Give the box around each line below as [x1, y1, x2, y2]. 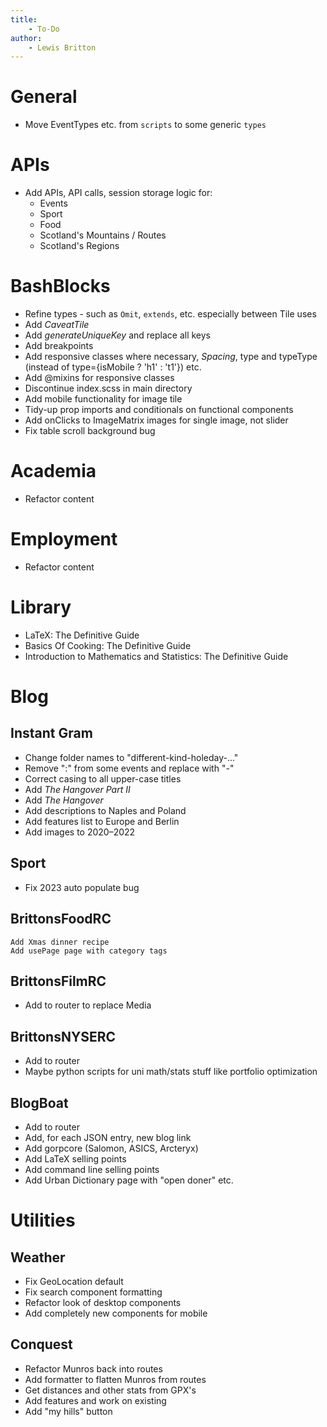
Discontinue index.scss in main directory [24, 382, 193, 395]
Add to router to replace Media [24, 999, 152, 1011]
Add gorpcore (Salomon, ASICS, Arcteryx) [24, 1142, 199, 1154]
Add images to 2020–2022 [24, 826, 136, 838]
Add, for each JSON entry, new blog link [24, 1131, 192, 1143]
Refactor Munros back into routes [24, 1362, 163, 1375]
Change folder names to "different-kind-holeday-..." [24, 751, 239, 763]
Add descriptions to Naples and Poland [24, 804, 187, 816]
